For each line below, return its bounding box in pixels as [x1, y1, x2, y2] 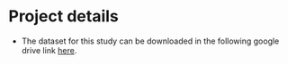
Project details [8, 6, 119, 27]
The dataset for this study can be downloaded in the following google [21, 36, 280, 46]
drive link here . [21, 44, 77, 55]
